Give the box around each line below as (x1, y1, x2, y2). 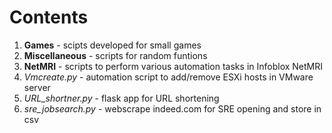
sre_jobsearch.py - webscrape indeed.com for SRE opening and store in (23, 102, 322, 115)
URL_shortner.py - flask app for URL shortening (23, 92, 220, 104)
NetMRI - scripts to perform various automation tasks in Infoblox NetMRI (23, 60, 324, 72)
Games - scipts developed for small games (23, 39, 202, 51)
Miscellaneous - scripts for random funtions (23, 49, 208, 61)
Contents (9, 6, 89, 29)
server (23, 81, 51, 93)
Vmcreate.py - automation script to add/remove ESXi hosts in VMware (23, 71, 314, 83)
